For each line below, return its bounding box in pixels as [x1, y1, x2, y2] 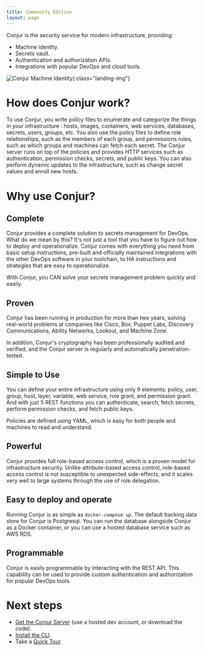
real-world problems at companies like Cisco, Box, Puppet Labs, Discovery [6, 321, 194, 328]
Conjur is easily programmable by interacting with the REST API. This [6, 564, 180, 571]
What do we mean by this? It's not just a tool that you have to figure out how [6, 236, 197, 243]
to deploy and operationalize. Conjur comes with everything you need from [6, 242, 195, 250]
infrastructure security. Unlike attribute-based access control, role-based [6, 464, 191, 471]
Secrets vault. [15, 49, 51, 57]
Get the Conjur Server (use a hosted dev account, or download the [15, 619, 183, 626]
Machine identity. [15, 43, 59, 51]
